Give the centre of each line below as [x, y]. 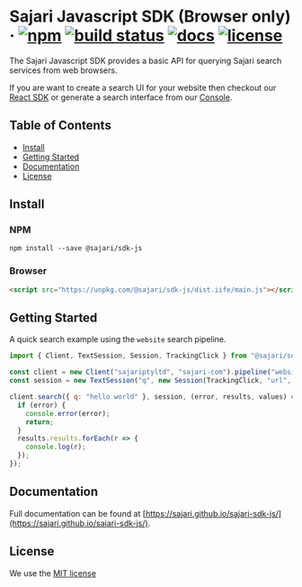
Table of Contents [61, 126]
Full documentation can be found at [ [78, 513]
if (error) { [42, 405]
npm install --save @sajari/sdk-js [76, 248]
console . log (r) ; [56, 447]
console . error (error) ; [68, 413]
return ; [40, 422]
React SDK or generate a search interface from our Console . [121, 97]
